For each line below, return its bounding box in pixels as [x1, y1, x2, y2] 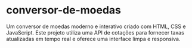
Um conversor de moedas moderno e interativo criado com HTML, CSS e [6, 23, 186, 30]
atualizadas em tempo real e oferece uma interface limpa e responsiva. [6, 35, 181, 42]
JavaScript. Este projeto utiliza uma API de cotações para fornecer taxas [6, 29, 185, 36]
